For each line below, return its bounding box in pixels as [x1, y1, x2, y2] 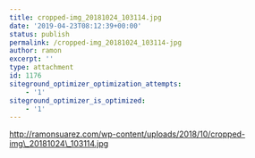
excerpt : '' [9, 54, 54, 63]
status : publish [9, 29, 70, 38]
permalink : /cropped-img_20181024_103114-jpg [9, 37, 182, 47]
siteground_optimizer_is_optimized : [9, 96, 146, 105]
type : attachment [9, 63, 74, 72]
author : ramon [9, 46, 63, 55]
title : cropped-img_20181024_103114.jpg [9, 12, 163, 22]
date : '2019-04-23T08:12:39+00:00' [9, 21, 142, 30]
